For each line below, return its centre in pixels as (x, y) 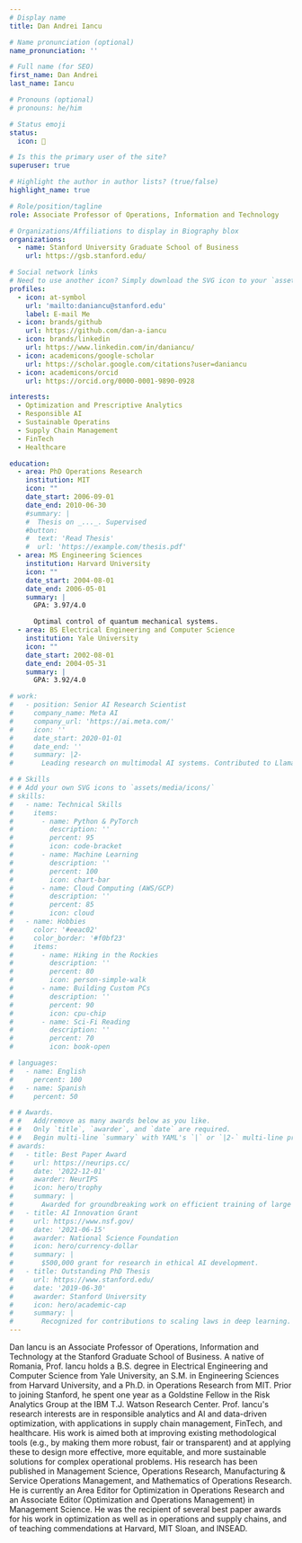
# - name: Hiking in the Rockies (84, 955)
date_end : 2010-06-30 (66, 505)
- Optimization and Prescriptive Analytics (100, 405)
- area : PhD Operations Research (80, 472)
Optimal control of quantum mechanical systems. (126, 622)
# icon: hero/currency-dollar (74, 1246)
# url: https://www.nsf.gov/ (72, 1221)
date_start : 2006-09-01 (70, 497)
